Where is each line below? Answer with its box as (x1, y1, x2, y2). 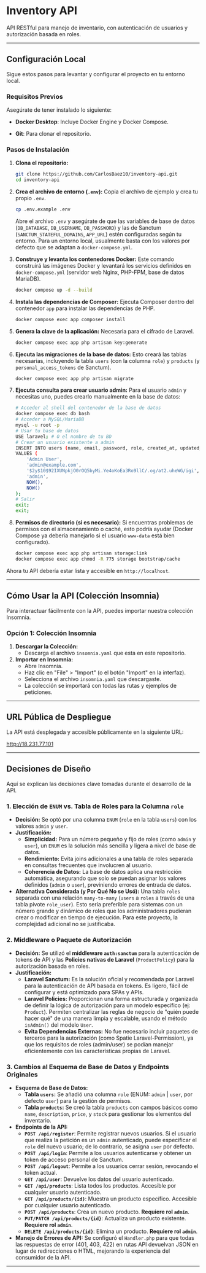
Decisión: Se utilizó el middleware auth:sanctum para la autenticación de (15, 949, 199, 957)
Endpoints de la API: (15, 1123, 68, 1131)
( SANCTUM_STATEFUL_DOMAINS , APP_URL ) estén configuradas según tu (15, 230, 182, 238)
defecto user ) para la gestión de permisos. (24, 1097, 132, 1105)
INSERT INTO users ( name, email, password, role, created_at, (15, 445, 178, 451)
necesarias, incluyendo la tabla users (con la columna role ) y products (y (15, 357, 200, 364)
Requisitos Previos (6, 92, 63, 101)
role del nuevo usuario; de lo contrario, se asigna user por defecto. (24, 1143, 194, 1150)
